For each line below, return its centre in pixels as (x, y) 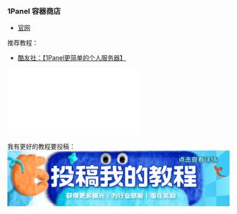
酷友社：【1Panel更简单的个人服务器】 (72, 58)
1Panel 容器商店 (34, 11)
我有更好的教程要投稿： (41, 147)
